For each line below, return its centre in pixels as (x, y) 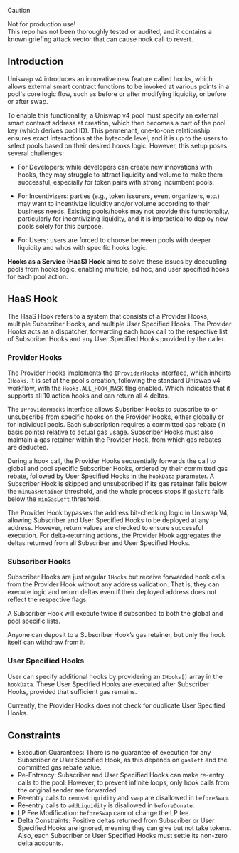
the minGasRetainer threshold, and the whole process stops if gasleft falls (116, 491)
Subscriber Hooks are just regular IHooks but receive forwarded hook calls (116, 577)
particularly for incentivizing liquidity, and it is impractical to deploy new (123, 218)
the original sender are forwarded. (68, 790)
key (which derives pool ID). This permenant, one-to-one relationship (109, 130)
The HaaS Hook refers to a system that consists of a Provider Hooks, (108, 316)
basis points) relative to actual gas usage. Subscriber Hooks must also (110, 432)
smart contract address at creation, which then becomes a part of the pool (117, 123)
